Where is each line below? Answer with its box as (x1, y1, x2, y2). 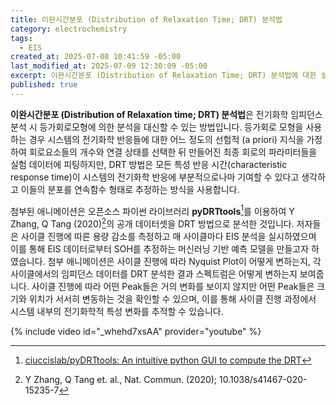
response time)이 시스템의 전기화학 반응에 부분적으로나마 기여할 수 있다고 (10, 171, 300, 183)
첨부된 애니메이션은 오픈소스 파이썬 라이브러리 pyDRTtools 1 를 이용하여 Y (10, 203, 295, 217)
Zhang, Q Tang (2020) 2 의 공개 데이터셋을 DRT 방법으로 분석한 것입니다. (10, 216, 295, 230)
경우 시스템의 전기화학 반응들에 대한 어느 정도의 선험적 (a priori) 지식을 (28, 133, 305, 145)
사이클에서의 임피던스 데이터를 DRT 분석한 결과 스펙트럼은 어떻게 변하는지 (10, 268, 298, 280)
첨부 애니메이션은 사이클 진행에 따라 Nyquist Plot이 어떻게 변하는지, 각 (47, 256, 322, 268)
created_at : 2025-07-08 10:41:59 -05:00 (10, 52, 182, 62)
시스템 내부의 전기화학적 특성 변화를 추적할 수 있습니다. (10, 306, 224, 318)
